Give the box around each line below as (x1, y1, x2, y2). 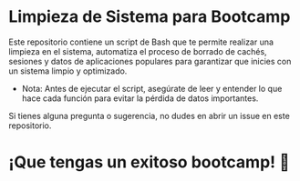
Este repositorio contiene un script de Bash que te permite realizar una (8, 36, 274, 47)
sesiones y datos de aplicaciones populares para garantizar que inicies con (8, 55, 292, 66)
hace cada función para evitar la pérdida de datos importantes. (21, 93, 259, 104)
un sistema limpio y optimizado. (8, 65, 128, 76)
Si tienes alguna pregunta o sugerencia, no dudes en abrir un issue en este (8, 110, 291, 121)
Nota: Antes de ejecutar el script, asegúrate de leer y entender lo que (21, 83, 283, 94)
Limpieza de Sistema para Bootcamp (8, 6, 291, 27)
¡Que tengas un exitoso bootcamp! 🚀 (8, 152, 291, 173)
